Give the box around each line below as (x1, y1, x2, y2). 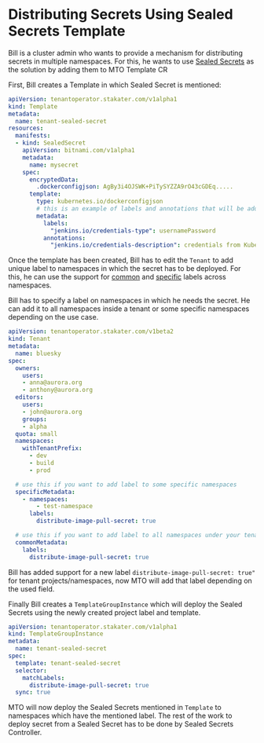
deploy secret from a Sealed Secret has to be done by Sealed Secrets (8, 719, 234, 729)
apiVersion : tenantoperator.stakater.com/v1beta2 (8, 328, 174, 335)
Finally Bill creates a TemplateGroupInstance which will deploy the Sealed (8, 599, 243, 609)
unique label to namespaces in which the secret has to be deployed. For (8, 264, 241, 273)
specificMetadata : (15, 488, 76, 496)
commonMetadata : (15, 538, 68, 547)
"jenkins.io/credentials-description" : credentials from (49, 241, 241, 249)
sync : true (15, 689, 51, 697)
